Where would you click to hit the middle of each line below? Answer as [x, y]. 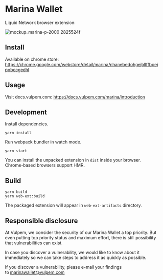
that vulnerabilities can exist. [34, 243]
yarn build [16, 192]
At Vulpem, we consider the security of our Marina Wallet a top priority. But [81, 233]
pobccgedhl [17, 70]
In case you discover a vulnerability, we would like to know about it [72, 252]
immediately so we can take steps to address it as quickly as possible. [76, 257]
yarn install [18, 133]
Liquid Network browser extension [40, 23]
